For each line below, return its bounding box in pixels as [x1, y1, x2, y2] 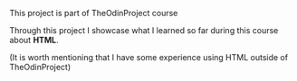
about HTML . [9, 35, 59, 45]
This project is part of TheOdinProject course [9, 8, 178, 18]
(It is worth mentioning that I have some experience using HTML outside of [9, 52, 288, 62]
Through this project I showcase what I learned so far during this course [9, 25, 279, 35]
